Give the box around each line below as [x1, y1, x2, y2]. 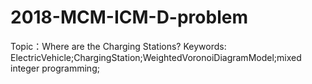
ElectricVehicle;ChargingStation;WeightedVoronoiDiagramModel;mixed [10, 51, 302, 63]
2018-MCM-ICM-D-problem [10, 6, 248, 29]
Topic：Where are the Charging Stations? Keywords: [10, 40, 227, 52]
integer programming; [10, 62, 100, 74]
